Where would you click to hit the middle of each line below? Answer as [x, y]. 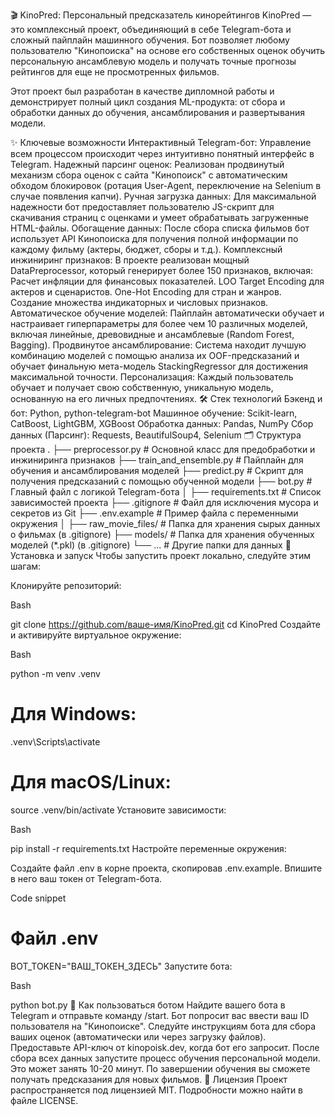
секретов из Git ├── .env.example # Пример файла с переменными [154, 513]
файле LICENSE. [44, 1100]
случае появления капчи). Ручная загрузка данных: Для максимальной [163, 196]
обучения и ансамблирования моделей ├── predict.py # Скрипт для [157, 470]
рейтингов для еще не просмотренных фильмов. [115, 72]
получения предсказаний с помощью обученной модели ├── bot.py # [161, 481]
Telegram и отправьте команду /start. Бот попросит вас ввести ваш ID [160, 1015]
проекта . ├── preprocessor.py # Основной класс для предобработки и [163, 449]
